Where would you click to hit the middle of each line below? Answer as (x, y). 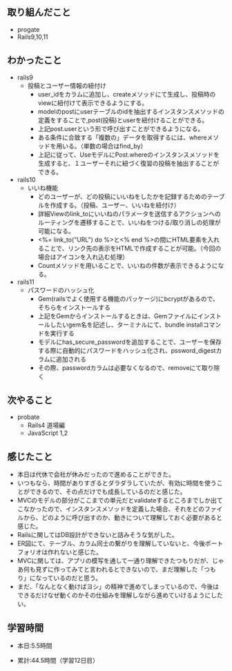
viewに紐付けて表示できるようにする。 (93, 103)
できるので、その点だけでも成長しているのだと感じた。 (108, 492)
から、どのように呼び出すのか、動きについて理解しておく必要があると (123, 518)
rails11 (26, 282)
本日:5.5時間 (35, 646)
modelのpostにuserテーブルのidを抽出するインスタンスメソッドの (131, 111)
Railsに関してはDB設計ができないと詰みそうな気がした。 (97, 535)
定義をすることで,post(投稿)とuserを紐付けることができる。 (123, 120)
